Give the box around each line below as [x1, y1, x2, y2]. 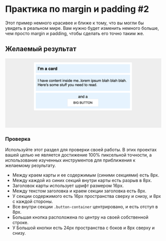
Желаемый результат [5, 45, 77, 53]
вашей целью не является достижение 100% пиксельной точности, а [5, 152, 152, 158]
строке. [12, 219, 29, 225]
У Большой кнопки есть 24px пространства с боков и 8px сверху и [12, 225, 155, 231]
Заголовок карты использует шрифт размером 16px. [12, 182, 124, 188]
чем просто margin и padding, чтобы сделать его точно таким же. [5, 30, 145, 36]
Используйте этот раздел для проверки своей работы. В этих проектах [5, 146, 157, 152]
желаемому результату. [5, 162, 56, 168]
